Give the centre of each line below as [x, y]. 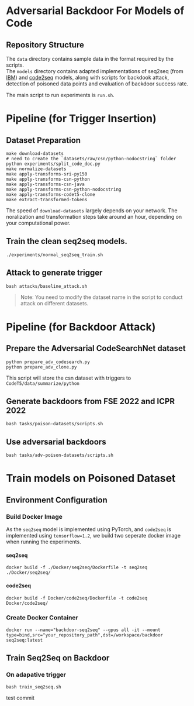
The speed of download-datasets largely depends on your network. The [92, 211]
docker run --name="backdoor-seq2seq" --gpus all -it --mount [83, 630]
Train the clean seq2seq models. [67, 241]
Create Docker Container [42, 618]
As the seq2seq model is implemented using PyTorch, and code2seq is [89, 529]
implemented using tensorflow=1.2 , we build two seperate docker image [93, 536]
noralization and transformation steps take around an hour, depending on [94, 217]
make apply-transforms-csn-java [45, 184]
